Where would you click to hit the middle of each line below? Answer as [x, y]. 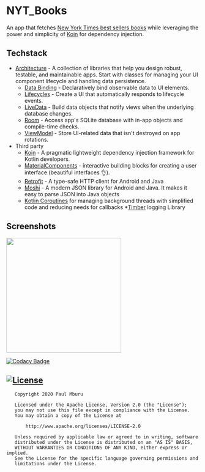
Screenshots [31, 227]
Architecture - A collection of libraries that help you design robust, [99, 68]
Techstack [27, 53]
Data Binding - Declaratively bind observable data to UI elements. [107, 87]
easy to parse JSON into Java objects [72, 194]
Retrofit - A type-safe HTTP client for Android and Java [94, 181]
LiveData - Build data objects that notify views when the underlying [109, 107]
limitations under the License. [56, 464]
